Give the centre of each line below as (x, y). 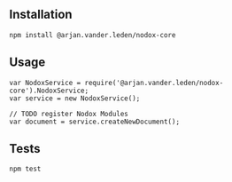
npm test (25, 169)
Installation (41, 15)
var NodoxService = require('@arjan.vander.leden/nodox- (116, 83)
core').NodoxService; (49, 91)
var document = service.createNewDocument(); (94, 122)
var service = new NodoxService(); (75, 98)
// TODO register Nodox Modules (69, 114)
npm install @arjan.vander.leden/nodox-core (93, 35)
